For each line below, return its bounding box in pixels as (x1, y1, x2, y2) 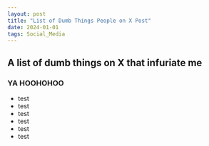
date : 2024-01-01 (7, 24, 59, 31)
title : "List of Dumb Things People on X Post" (7, 17, 152, 24)
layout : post (7, 10, 46, 18)
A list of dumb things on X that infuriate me (7, 56, 203, 68)
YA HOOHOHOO (7, 78, 64, 88)
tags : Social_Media (7, 30, 66, 38)
